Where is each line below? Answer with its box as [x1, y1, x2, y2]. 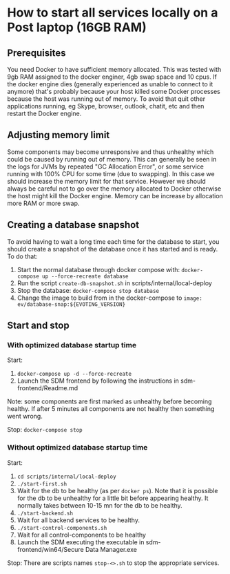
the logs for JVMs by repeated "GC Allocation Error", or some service [7, 162, 205, 171]
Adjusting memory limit [7, 129, 110, 141]
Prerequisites [7, 47, 66, 59]
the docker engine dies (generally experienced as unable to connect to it [7, 80, 213, 88]
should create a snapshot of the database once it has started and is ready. [7, 245, 218, 253]
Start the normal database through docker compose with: [17, 265, 180, 274]
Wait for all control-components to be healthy [17, 530, 147, 539]
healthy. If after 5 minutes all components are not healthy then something [7, 405, 215, 413]
